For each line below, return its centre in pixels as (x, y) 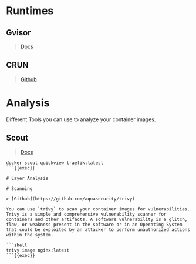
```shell (17, 245)
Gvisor (18, 33)
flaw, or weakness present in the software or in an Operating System (94, 225)
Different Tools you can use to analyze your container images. (81, 119)
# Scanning (19, 188)
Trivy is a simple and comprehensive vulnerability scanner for (86, 214)
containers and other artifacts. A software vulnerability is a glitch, (97, 219)
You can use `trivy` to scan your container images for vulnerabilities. (98, 209)
